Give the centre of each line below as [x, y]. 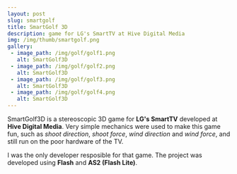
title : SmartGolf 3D [38, 27]
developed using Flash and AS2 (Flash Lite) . [73, 162]
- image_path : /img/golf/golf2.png [63, 66]
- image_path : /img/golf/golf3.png [63, 79]
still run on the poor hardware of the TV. [65, 141]
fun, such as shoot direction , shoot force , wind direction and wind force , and [119, 134]
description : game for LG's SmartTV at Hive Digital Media [96, 33]
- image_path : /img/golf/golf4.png [63, 92]
